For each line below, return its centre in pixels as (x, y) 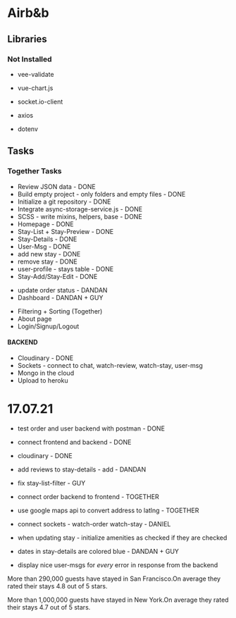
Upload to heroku (43, 380)
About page (35, 319)
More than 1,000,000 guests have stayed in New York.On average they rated (118, 600)
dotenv (28, 129)
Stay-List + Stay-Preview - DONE (66, 231)
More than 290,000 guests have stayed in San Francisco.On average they (114, 579)
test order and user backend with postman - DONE (91, 428)
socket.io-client (40, 101)
